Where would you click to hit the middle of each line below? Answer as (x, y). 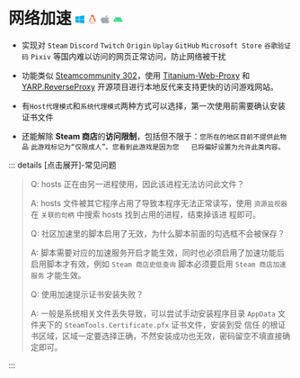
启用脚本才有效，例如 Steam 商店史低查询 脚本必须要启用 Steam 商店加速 (158, 264)
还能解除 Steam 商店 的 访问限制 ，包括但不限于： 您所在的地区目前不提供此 (150, 136)
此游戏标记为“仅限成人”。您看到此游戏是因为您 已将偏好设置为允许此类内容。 (157, 147)
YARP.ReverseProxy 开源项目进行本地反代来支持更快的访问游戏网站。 (150, 86)
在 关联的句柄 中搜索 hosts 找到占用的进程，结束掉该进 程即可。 (146, 214)
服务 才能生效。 (58, 274)
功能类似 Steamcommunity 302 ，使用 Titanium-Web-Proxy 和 (136, 75)
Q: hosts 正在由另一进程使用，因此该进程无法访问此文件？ (137, 184)
